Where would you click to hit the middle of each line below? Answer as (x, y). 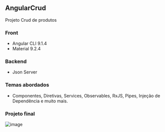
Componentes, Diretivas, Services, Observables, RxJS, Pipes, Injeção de (86, 96)
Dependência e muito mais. (40, 101)
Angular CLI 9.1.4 (29, 43)
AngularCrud (25, 8)
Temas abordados (27, 85)
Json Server (25, 72)
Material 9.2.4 (26, 49)
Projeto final (20, 114)
